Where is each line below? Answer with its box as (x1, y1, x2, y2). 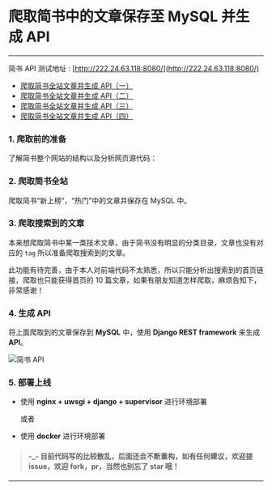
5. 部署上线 (8, 377, 52, 389)
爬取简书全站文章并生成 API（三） (19, 100, 134, 110)
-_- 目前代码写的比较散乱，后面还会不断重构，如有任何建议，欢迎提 (28, 451, 253, 462)
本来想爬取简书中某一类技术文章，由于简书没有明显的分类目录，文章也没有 (8, 237, 257, 247)
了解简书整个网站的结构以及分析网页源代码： (8, 153, 158, 163)
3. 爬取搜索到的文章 (8, 218, 85, 229)
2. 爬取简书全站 (8, 176, 69, 187)
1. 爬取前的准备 (8, 133, 67, 144)
